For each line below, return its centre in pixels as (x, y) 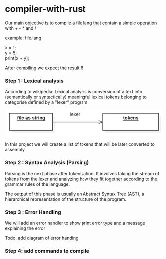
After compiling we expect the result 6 (44, 68)
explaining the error (25, 228)
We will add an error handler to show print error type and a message (75, 223)
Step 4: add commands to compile (47, 251)
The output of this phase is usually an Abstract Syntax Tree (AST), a (75, 194)
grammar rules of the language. (38, 184)
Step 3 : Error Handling (33, 212)
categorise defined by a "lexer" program (46, 102)
